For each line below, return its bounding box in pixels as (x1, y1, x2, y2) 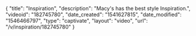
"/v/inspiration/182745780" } (5, 23, 75, 30)
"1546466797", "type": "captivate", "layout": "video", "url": (5, 17, 148, 24)
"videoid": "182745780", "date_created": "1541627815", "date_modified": (5, 11, 182, 18)
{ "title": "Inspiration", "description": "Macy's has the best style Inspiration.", (5, 5, 191, 12)
